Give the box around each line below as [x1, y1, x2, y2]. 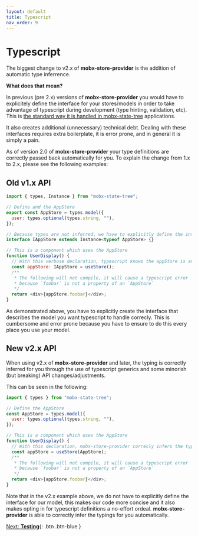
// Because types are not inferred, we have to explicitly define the [6, 231, 183, 237]
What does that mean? [6, 82, 63, 89]
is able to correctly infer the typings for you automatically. [28, 511, 169, 518]
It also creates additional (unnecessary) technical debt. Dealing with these [6, 124, 186, 131]
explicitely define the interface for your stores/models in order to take [6, 100, 175, 107]
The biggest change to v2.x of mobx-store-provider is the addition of [6, 64, 176, 72]
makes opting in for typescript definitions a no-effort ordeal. [6, 505, 152, 512]
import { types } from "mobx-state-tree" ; [6, 394, 112, 401]
